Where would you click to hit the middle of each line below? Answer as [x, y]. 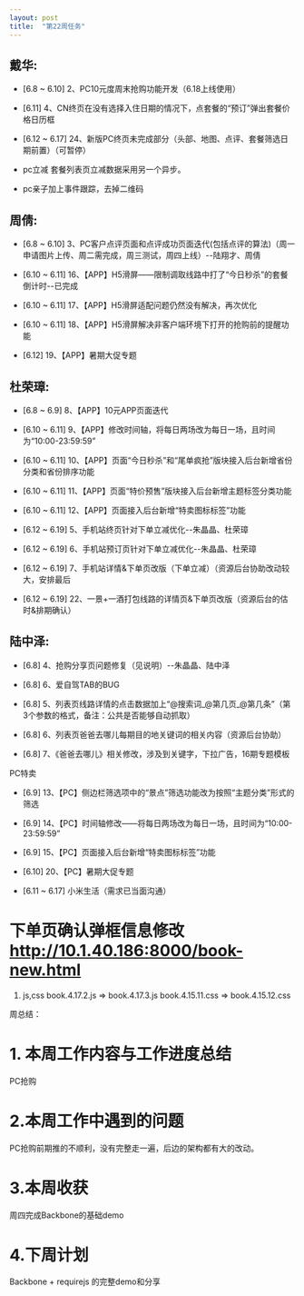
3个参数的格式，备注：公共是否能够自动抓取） [108, 715]
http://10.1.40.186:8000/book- [126, 950]
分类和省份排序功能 [59, 471]
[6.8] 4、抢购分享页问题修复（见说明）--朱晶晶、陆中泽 [126, 665]
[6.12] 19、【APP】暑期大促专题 [80, 355]
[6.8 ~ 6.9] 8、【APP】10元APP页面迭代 [95, 410]
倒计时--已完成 [50, 286]
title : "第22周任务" [48, 26]
